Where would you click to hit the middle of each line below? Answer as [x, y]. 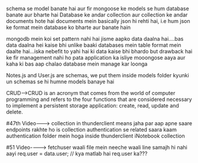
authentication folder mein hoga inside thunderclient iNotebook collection [95, 136]
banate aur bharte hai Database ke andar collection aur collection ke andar [97, 15]
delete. [14, 112]
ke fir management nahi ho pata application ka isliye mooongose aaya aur [96, 58]
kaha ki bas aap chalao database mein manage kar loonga [77, 64]
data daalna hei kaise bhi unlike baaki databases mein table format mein [94, 45]
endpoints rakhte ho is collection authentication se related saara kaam [92, 130]
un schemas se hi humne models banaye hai [60, 81]
